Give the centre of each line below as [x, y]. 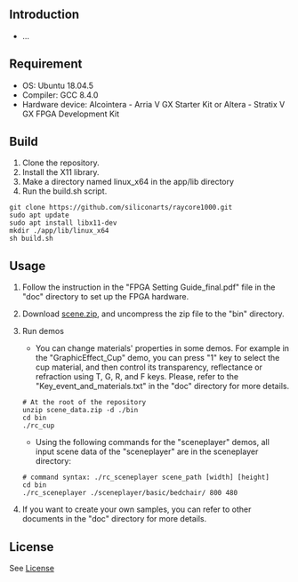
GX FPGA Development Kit [71, 114]
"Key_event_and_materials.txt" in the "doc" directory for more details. [162, 387]
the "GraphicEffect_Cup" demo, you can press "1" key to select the [157, 358]
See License [32, 569]
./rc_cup [38, 426]
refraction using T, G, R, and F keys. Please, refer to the [137, 377]
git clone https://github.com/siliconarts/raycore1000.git [121, 208]
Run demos [43, 331]
